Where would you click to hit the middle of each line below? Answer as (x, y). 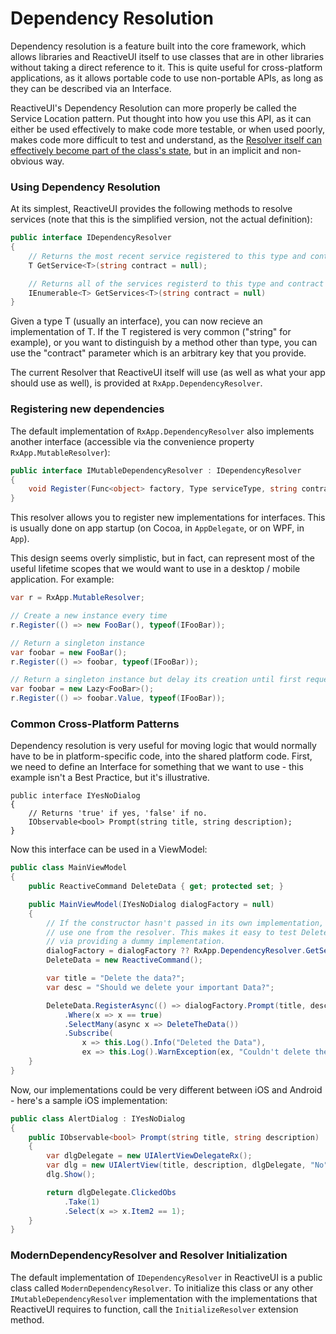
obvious (27, 161)
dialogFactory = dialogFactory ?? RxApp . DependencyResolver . (176, 951)
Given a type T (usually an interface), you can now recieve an (136, 321)
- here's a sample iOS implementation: (89, 1100)
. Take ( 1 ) (82, 1202)
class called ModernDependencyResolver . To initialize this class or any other (162, 1288)
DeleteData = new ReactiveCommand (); (124, 960)
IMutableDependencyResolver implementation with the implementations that (164, 1298)
